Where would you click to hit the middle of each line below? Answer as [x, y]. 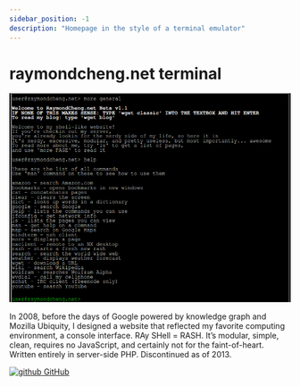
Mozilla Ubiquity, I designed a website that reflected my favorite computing [147, 326]
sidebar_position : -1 [50, 19]
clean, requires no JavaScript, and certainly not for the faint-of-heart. [137, 345]
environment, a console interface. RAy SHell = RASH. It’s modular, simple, [144, 336]
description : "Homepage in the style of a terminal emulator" [127, 28]
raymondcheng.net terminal [116, 74]
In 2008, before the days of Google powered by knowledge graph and [138, 316]
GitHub [56, 372]
